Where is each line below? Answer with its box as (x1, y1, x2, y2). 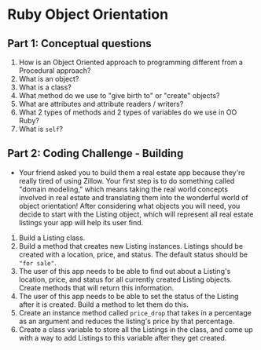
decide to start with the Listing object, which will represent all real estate (18, 210, 254, 219)
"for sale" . (18, 257, 57, 268)
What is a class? (18, 82, 72, 92)
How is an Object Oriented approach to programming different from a (18, 57, 243, 67)
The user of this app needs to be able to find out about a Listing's (18, 266, 231, 275)
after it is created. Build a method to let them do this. (18, 300, 189, 309)
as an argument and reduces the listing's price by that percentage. (18, 316, 235, 326)
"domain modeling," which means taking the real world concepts (18, 184, 229, 194)
